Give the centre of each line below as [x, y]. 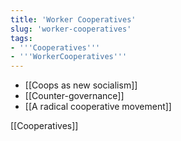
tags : [21, 38]
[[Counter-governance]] [74, 96]
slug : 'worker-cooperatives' [71, 29]
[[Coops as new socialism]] [81, 85]
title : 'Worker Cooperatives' [73, 19]
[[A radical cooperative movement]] [98, 107]
